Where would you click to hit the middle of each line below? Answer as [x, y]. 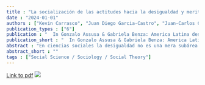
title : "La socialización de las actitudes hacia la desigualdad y [95, 12]
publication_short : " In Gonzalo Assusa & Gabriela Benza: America [97, 40]
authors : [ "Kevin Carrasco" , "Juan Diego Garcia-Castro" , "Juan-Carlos [101, 23]
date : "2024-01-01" [33, 18]
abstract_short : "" [33, 52]
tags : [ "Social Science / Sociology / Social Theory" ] [79, 57]
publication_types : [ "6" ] [41, 29]
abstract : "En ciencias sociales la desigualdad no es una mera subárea [102, 46]
